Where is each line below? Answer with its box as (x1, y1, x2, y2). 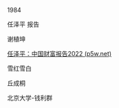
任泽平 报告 (7, 20, 39, 28)
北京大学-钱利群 (7, 93, 53, 102)
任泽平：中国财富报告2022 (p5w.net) (7, 50, 112, 57)
